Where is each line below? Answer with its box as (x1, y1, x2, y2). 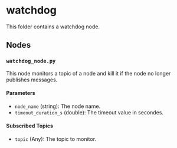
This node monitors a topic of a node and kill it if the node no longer (6, 70, 171, 77)
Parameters (6, 90, 35, 97)
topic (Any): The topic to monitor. (14, 136, 96, 143)
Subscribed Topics (6, 122, 54, 130)
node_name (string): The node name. (14, 103, 101, 110)
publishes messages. (6, 76, 58, 83)
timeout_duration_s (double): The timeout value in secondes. (14, 108, 164, 116)
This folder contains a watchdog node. (6, 23, 100, 30)
